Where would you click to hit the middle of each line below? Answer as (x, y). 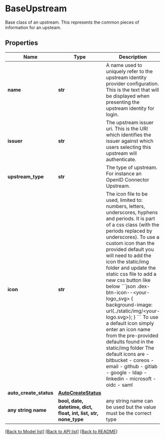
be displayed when (128, 96)
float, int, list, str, (78, 413)
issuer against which (130, 141)
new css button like (128, 280)
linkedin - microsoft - (131, 378)
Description (133, 57)
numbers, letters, (125, 206)
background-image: (129, 304)
